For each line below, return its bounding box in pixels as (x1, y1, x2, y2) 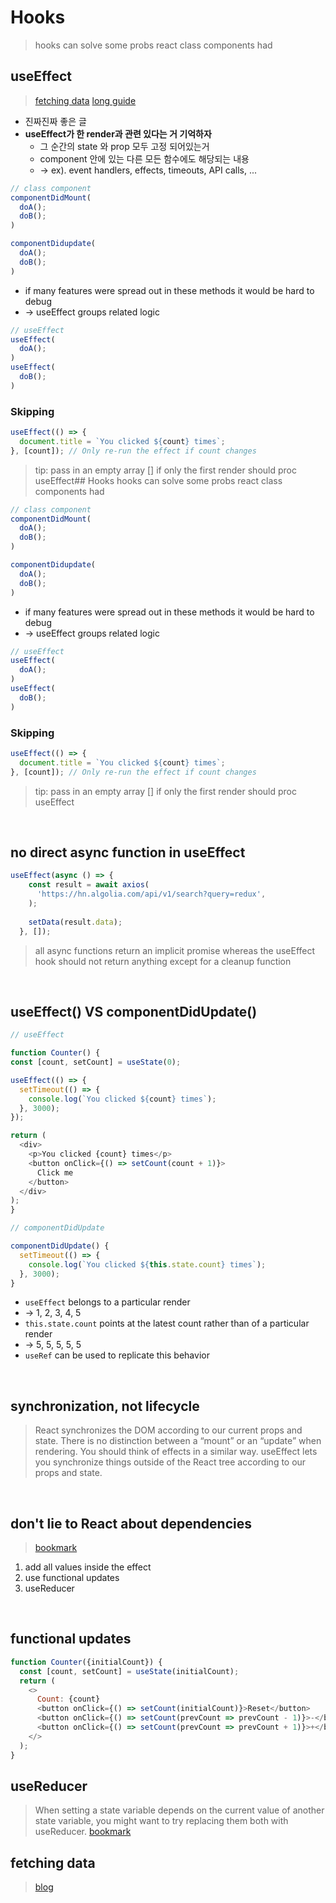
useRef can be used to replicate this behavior (24, 1349, 210, 1361)
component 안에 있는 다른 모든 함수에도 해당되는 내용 (39, 152, 250, 165)
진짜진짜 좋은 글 (24, 115, 87, 127)
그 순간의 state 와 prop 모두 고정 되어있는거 (39, 140, 210, 152)
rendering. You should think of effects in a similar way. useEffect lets (34, 1446, 318, 1458)
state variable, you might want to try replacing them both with (34, 1815, 289, 1827)
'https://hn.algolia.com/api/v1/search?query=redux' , (36, 889, 267, 900)
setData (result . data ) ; (28, 917, 123, 927)
